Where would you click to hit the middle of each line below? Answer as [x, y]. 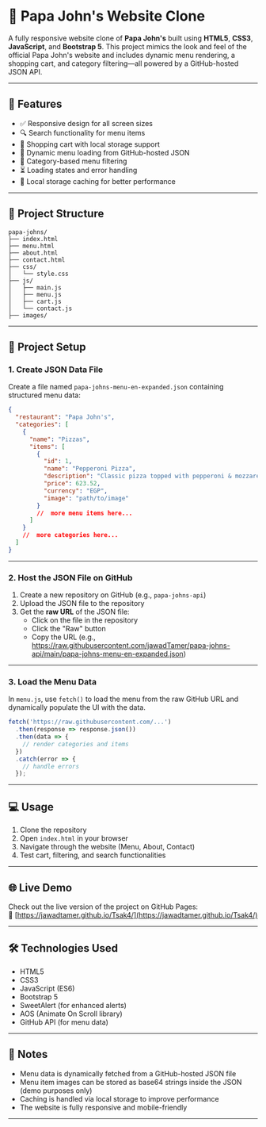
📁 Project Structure [56, 214]
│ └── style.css [38, 274]
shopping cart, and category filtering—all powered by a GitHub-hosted [123, 63]
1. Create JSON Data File [56, 370]
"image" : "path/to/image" [86, 498]
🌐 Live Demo [40, 887]
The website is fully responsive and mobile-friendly [103, 1107]
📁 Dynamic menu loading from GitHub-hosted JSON [104, 152]
